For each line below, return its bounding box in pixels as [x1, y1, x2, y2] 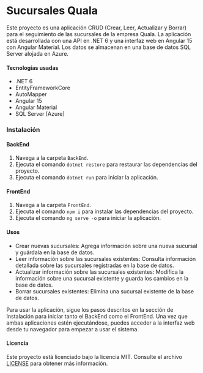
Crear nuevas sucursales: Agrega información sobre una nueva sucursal [15, 242, 197, 249]
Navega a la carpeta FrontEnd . [15, 202, 92, 209]
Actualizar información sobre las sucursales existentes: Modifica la [15, 268, 184, 276]
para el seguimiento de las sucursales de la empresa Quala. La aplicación [6, 30, 191, 37]
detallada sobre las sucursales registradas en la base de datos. [15, 262, 174, 269]
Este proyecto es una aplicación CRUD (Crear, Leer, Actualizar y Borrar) [6, 24, 187, 31]
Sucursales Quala [6, 4, 98, 18]
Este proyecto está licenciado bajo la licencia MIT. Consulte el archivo [6, 353, 182, 360]
